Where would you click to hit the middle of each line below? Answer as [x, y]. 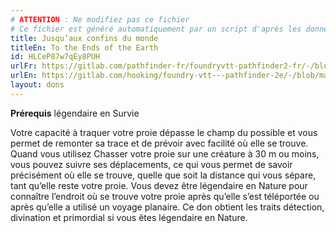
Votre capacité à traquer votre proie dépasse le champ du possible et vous [164, 132]
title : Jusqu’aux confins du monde [84, 38]
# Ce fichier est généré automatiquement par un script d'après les [156, 29]
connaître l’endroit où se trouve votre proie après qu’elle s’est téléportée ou [165, 196]
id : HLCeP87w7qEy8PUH [55, 57]
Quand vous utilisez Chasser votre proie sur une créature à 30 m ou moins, [165, 153]
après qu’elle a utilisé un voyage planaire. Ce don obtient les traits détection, [167, 207]
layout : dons [37, 85]
